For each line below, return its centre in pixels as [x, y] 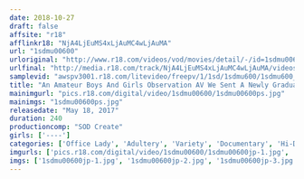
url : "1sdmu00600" [44, 52]
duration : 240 [36, 118]
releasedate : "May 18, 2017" [64, 110]
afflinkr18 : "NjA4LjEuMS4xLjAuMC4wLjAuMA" [90, 43]
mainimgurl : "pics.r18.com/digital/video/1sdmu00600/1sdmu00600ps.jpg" [147, 93]
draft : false [34, 26]
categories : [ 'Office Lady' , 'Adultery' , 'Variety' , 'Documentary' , [141, 144]
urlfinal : [28, 69]
